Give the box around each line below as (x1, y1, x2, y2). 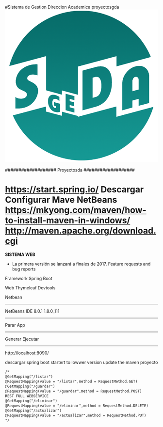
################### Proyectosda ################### (5, 167, 135, 173)
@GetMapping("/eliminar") (5, 398, 57, 403)
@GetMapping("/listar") (5, 374, 53, 379)
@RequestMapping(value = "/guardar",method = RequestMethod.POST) (5, 389, 142, 394)
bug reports (12, 266, 36, 272)
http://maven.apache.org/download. (5, 225, 157, 237)
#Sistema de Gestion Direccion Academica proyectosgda (5, 4, 119, 10)
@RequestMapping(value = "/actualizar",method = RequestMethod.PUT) (5, 413, 147, 418)
